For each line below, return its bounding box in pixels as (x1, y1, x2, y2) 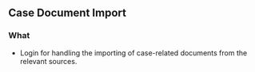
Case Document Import (8, 6, 126, 20)
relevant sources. (19, 56, 78, 66)
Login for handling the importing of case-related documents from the (19, 47, 248, 58)
